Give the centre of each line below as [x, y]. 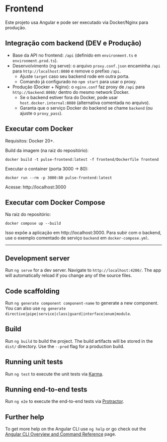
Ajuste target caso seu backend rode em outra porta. [75, 76]
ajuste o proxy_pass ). [41, 113]
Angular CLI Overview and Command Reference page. [61, 434]
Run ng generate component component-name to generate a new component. [82, 303]
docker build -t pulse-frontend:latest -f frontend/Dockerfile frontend [82, 159]
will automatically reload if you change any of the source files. [69, 275]
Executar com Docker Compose [55, 202]
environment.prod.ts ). [35, 61]
